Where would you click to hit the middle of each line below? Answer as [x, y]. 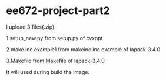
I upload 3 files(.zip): [31, 27]
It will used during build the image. [48, 72]
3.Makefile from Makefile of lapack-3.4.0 [55, 61]
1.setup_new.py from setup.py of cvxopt [54, 38]
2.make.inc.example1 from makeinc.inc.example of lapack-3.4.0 [83, 49]
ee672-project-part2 [58, 11]
